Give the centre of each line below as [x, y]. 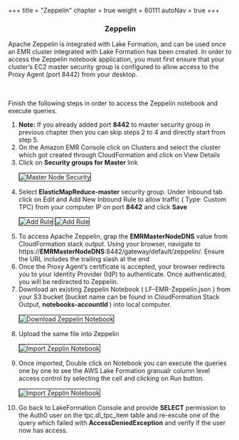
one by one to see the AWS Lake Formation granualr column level [114, 371]
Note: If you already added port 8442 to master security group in [114, 125]
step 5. [28, 140]
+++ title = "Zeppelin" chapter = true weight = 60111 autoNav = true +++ [114, 10]
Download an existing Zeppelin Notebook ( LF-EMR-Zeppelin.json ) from [124, 289]
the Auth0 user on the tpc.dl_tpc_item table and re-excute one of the [119, 415]
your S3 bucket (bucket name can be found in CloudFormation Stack [119, 297]
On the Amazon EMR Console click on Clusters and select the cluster [119, 147]
